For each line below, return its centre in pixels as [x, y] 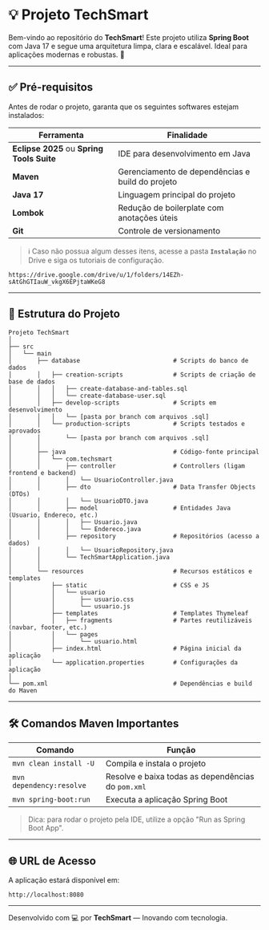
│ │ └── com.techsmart [60, 459]
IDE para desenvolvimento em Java [184, 153]
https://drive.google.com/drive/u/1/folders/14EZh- [96, 274]
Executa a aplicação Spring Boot [167, 800]
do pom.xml [126, 786]
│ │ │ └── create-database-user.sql [87, 396]
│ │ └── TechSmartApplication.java [89, 557]
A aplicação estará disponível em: [64, 880]
